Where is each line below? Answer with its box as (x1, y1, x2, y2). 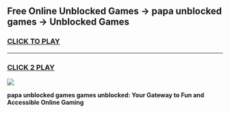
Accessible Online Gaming (7, 98, 84, 106)
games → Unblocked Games (7, 16, 130, 28)
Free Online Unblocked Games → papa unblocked (7, 5, 222, 17)
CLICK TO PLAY (7, 37, 60, 47)
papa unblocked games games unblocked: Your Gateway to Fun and (7, 90, 205, 99)
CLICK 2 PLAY (7, 62, 55, 72)
